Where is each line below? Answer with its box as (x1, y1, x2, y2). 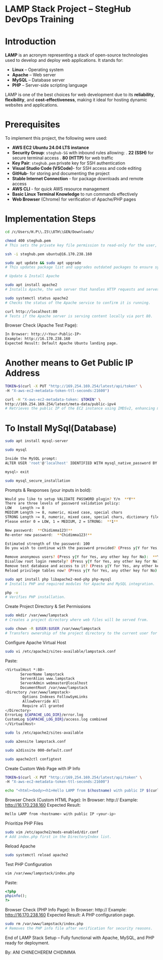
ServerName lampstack (20, 672, 64, 677)
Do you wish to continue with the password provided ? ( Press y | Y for (5, 546, 149, 551)
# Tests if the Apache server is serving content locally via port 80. (5, 314, 153, 318)
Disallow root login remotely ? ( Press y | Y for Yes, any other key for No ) (5, 559, 160, 564)
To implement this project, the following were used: (5, 135, 108, 141)
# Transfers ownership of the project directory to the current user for (5, 630, 158, 636)
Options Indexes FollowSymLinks (22, 694, 88, 699)
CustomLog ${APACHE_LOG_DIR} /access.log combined (5, 717, 108, 722)
